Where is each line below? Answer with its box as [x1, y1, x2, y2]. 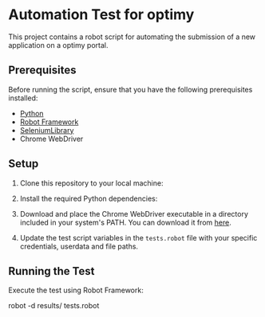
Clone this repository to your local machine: [19, 178, 164, 188]
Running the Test [8, 264, 95, 278]
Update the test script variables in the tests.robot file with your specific [19, 233, 258, 242]
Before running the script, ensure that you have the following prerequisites [8, 84, 253, 94]
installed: [8, 93, 38, 103]
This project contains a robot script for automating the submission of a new [8, 32, 256, 41]
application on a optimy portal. [8, 40, 109, 49]
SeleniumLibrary [19, 125, 74, 135]
